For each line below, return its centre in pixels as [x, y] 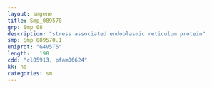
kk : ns [17, 67]
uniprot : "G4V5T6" [35, 47]
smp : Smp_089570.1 [35, 40]
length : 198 [29, 54]
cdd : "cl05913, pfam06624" [47, 60]
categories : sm [30, 73]
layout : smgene [30, 14]
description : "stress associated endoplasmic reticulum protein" [106, 34]
